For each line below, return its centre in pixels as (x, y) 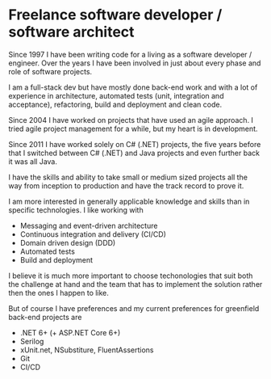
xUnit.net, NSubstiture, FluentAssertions (87, 350)
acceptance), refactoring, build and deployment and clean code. (115, 104)
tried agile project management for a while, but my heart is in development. (133, 128)
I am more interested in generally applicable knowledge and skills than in (129, 201)
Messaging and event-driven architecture (89, 225)
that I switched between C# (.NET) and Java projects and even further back (134, 153)
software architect (71, 32)
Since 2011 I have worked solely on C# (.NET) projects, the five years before (135, 144)
